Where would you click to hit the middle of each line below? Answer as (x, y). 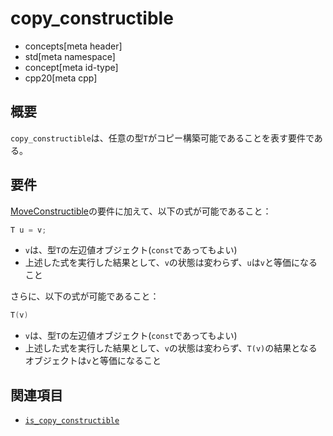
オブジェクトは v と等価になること (93, 361)
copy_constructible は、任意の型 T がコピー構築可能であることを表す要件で (162, 138)
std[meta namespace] (70, 56)
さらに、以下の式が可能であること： (85, 296)
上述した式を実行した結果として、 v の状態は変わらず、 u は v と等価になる (171, 263)
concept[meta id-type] (71, 67)
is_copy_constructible (72, 421)
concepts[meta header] (73, 46)
